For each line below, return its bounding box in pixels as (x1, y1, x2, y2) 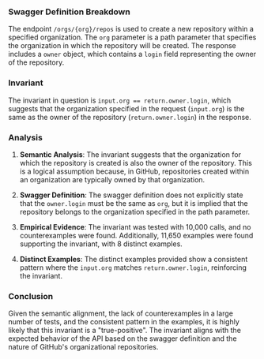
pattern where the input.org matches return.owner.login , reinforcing (19, 263, 247, 272)
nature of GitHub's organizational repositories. (8, 342, 159, 352)
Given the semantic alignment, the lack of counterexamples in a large (8, 309, 233, 318)
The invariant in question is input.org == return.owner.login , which (8, 95, 232, 105)
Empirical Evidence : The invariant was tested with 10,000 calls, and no (19, 222, 251, 231)
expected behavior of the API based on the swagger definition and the (8, 334, 237, 343)
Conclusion (8, 290, 54, 301)
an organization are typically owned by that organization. (19, 174, 206, 184)
